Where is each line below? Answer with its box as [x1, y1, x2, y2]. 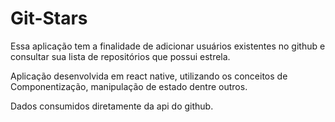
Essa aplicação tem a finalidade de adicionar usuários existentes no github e [10, 40, 326, 52]
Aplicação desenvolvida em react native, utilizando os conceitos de [10, 70, 288, 82]
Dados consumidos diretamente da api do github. [10, 100, 214, 112]
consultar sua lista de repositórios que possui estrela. [10, 50, 231, 62]
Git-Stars [10, 7, 88, 30]
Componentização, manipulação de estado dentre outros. [10, 80, 248, 92]
